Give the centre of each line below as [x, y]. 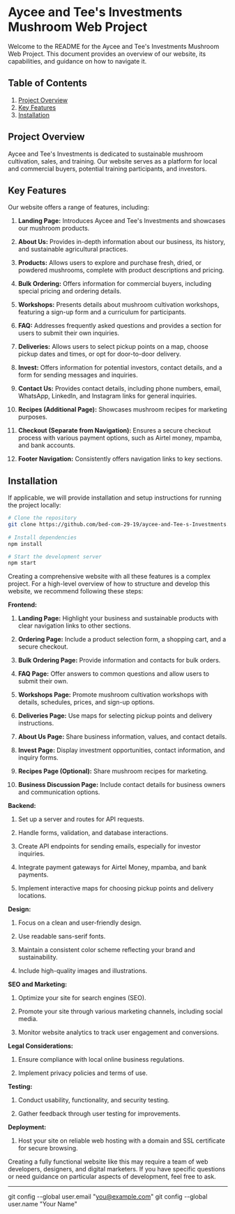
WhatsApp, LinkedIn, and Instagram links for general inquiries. [107, 396]
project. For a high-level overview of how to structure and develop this [109, 584]
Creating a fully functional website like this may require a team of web [108, 1162]
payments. [33, 875]
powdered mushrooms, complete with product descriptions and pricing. [121, 270]
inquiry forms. [38, 758]
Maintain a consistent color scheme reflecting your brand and [107, 950]
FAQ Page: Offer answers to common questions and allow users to [114, 674]
